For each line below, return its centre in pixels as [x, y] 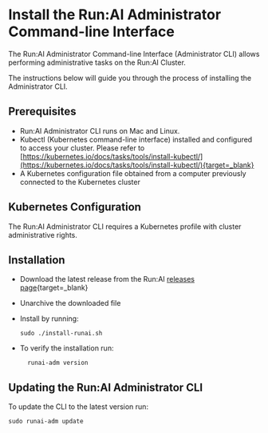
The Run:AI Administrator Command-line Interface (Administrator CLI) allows [134, 54]
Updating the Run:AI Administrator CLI [106, 387]
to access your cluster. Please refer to [82, 148]
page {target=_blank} [54, 288]
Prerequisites [42, 112]
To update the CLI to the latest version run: [79, 407]
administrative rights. [43, 235]
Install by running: [49, 319]
